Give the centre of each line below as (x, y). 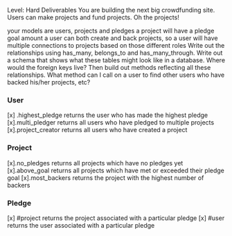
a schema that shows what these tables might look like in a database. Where (116, 60)
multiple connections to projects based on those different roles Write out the (116, 45)
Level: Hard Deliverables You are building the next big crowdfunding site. (111, 10)
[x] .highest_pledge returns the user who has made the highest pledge (108, 115)
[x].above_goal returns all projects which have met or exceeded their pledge (116, 170)
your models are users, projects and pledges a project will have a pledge (111, 31)
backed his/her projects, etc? (49, 82)
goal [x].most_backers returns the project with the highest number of (106, 178)
